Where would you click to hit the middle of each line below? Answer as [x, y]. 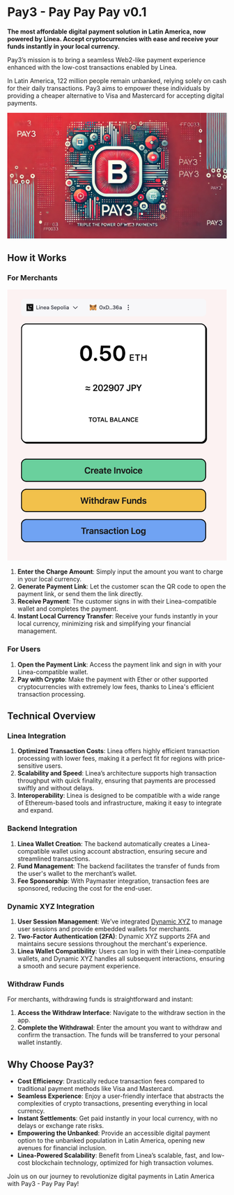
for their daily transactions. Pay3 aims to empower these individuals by [109, 88]
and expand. [35, 810]
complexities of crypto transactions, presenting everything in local [112, 1104]
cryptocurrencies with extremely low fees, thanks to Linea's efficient [116, 686]
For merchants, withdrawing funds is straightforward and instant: [100, 1000]
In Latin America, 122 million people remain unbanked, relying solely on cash [117, 80]
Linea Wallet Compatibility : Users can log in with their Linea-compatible [122, 951]
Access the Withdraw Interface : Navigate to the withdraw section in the [121, 1013]
